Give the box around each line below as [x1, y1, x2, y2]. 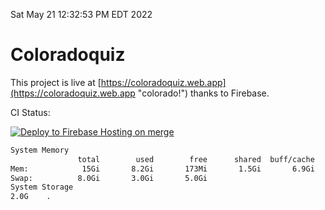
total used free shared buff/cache [77, 154, 315, 164]
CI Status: [10, 106, 51, 118]
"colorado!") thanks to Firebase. [137, 87, 270, 99]
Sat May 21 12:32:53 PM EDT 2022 [10, 9, 153, 20]
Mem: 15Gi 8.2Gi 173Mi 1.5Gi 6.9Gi [10, 164, 315, 174]
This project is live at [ [10, 76, 102, 88]
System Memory [10, 145, 70, 155]
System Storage [10, 182, 74, 193]
